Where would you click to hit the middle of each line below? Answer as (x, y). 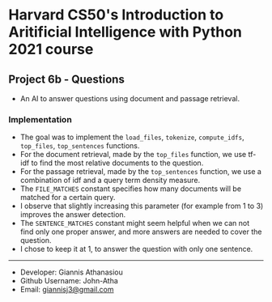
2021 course (51, 49)
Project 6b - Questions (67, 79)
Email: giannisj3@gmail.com (67, 290)
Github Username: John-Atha (69, 281)
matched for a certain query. (68, 198)
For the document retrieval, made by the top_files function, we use (133, 155)
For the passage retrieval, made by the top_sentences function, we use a (140, 172)
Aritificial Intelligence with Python (125, 32)
